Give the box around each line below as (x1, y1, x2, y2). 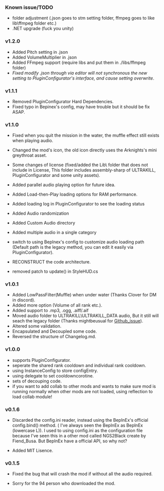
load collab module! (12, 394, 53, 400)
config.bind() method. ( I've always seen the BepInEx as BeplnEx (12, 422, 143, 429)
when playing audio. (12, 138, 54, 144)
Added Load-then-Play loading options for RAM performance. (12, 191, 137, 198)
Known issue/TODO (5, 4, 54, 11)
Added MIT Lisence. (12, 448, 53, 454)
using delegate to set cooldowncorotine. (12, 373, 94, 378)
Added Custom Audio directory (12, 220, 75, 226)
